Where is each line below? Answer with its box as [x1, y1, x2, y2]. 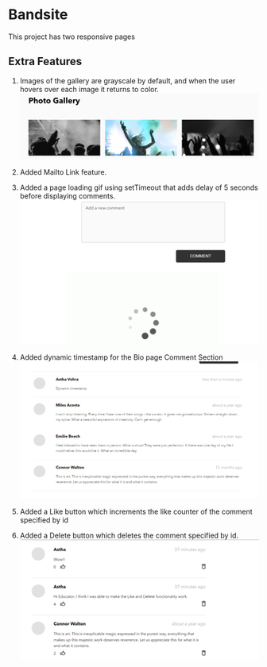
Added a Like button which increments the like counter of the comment [19, 507, 253, 516]
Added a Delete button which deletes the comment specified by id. [19, 530, 239, 540]
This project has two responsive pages [8, 32, 135, 41]
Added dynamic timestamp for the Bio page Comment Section [19, 352, 223, 362]
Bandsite [8, 6, 68, 24]
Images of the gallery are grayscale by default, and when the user [19, 75, 236, 85]
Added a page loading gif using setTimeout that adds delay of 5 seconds [19, 183, 258, 192]
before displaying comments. [19, 191, 116, 201]
